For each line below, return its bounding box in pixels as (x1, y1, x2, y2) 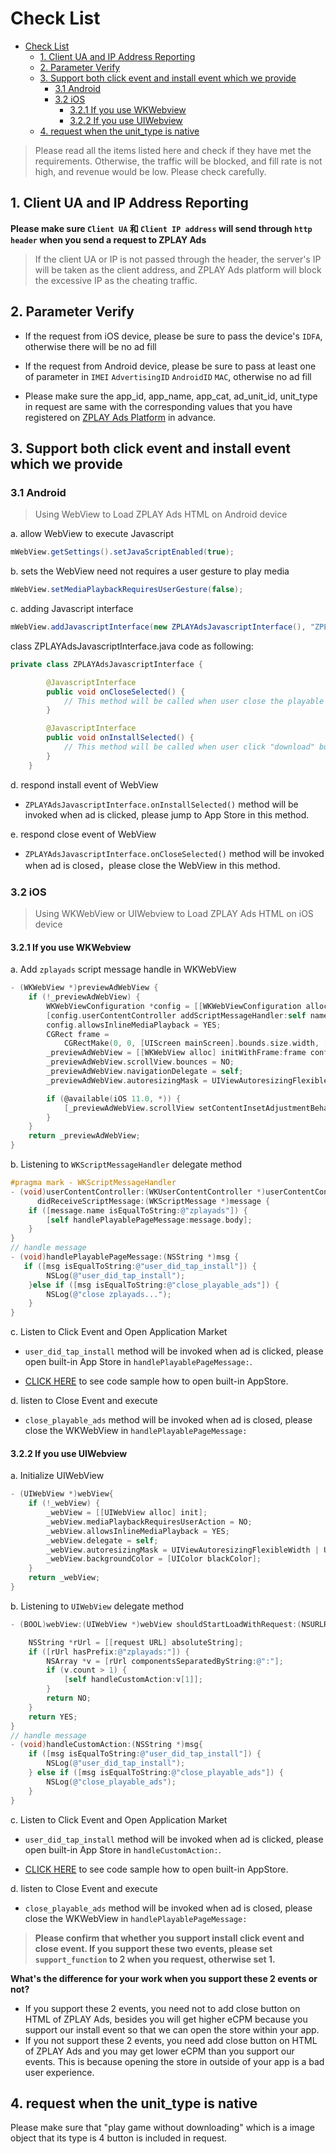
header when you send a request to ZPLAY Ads (10, 233, 207, 246)
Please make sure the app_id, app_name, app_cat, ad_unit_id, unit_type (24, 390, 318, 402)
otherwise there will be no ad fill (24, 340, 157, 352)
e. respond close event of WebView (10, 828, 157, 840)
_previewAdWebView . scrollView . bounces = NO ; (46, 1057, 235, 1067)
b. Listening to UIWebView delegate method (10, 1600, 184, 1612)
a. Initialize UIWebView (10, 1470, 105, 1482)
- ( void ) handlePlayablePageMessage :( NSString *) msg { (10, 1252, 240, 1262)
